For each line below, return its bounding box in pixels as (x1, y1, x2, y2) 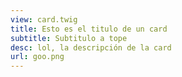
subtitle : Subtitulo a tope (10, 33, 128, 43)
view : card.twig (10, 14, 78, 25)
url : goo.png (10, 52, 65, 62)
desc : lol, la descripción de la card (10, 42, 172, 53)
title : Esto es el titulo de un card (10, 24, 168, 34)
